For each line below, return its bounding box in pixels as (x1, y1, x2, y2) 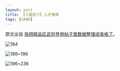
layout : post (5, 7, 33, 13)
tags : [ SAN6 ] (5, 17, 33, 22)
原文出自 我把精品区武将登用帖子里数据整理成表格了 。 (5, 31, 117, 37)
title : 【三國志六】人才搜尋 (5, 12, 59, 17)
